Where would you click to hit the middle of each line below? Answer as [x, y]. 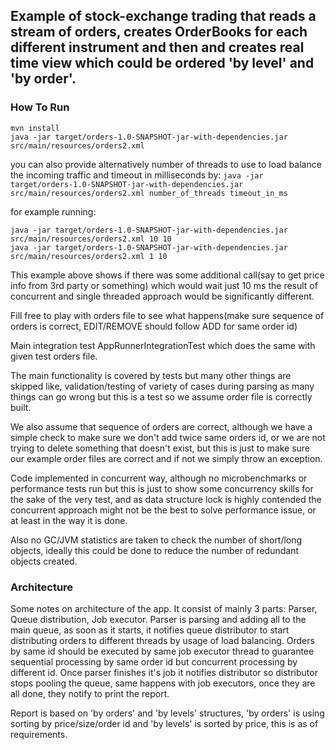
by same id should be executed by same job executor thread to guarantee [162, 651]
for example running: [53, 211]
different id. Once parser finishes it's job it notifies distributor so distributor [164, 672]
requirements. [39, 734]
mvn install [35, 128]
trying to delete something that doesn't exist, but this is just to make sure [160, 448]
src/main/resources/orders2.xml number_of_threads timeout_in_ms [149, 193]
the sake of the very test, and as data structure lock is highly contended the [166, 499]
